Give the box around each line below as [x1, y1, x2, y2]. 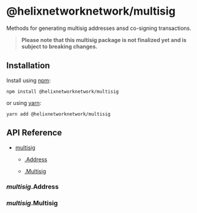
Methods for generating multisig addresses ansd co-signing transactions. [6, 24, 191, 32]
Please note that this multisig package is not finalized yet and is [21, 36, 187, 43]
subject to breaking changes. [21, 43, 98, 50]
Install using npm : [6, 76, 51, 84]
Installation [6, 60, 50, 71]
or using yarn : [6, 99, 42, 106]
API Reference [6, 128, 62, 138]
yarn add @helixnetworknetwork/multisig [6, 111, 111, 117]
